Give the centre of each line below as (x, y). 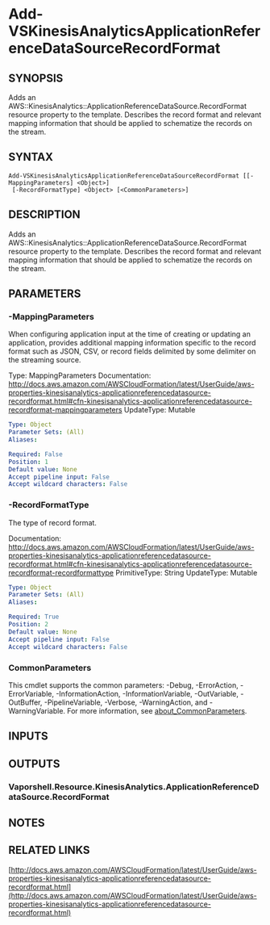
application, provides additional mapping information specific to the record (132, 343)
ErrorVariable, (31, 693)
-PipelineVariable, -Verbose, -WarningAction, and (126, 702)
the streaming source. (45, 360)
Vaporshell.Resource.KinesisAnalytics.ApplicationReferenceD (134, 786)
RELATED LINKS (49, 850)
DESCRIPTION (44, 215)
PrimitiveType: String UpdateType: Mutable (187, 572)
